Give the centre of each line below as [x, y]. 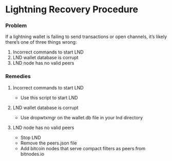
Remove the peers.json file [49, 143]
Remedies [18, 77]
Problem [16, 26]
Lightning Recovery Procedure [72, 10]
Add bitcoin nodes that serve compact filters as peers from [83, 148]
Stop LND [31, 137]
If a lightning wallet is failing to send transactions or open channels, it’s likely [86, 37]
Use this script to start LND [49, 97]
